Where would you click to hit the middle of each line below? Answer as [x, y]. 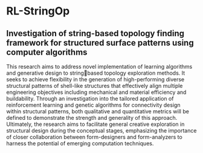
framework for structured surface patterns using [100, 42]
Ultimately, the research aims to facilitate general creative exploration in [95, 124]
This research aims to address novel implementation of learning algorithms [99, 67]
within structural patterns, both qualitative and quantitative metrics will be [98, 111]
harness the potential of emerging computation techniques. [80, 143]
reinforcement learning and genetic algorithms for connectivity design [93, 105]
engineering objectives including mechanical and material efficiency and [96, 92]
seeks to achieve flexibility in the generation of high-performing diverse [95, 79]
